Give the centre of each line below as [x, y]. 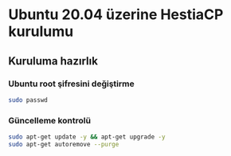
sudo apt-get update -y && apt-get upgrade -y [87, 137]
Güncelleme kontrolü [50, 120]
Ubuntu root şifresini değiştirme [71, 84]
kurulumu [41, 31]
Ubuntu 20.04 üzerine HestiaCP [116, 15]
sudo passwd [28, 100]
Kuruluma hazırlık [53, 61]
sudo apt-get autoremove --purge [64, 144]
